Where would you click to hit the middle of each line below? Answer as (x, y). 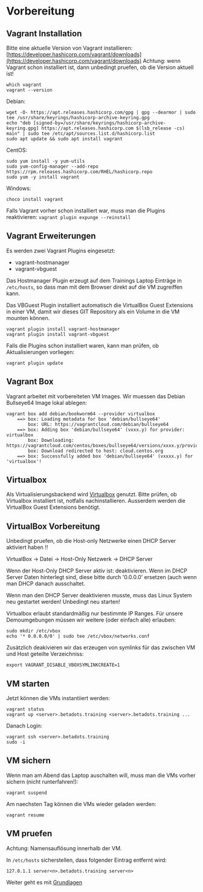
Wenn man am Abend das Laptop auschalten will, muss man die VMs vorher (101, 775)
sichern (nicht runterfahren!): (42, 781)
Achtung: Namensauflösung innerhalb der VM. (64, 848)
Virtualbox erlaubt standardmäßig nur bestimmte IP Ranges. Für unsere (95, 614)
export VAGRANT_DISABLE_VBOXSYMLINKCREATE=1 (63, 665)
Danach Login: (24, 726)
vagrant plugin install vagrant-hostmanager (63, 329)
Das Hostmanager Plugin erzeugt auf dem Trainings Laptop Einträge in (94, 280)
